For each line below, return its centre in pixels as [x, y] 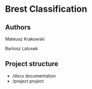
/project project [28, 81]
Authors [18, 27]
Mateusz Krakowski [25, 39]
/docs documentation [34, 76]
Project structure [32, 64]
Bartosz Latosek [22, 48]
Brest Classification [46, 9]
